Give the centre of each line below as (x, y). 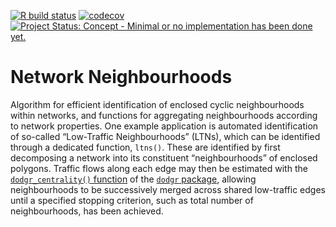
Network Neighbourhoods (121, 77)
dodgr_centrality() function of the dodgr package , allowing (133, 179)
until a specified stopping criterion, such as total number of (132, 200)
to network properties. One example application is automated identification (164, 126)
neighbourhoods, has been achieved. (87, 211)
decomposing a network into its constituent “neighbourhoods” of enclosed (164, 157)
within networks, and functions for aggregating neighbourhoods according (164, 115)
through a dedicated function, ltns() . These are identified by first (145, 147)
